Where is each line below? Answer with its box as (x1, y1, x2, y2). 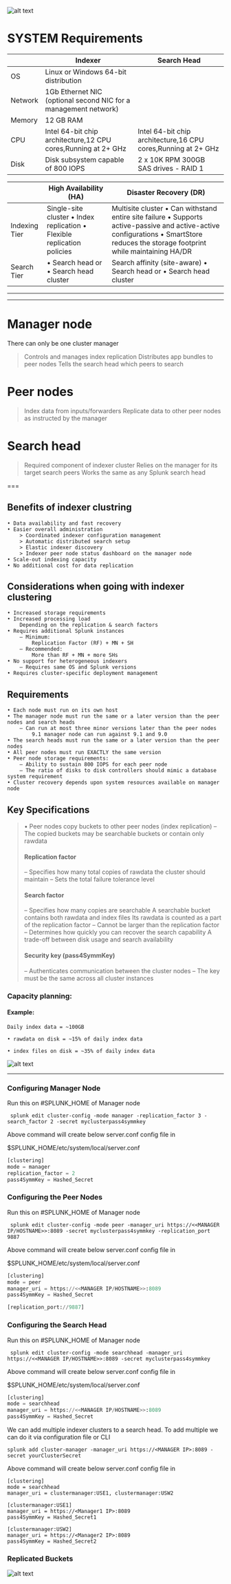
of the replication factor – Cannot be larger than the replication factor (23, 921, 220, 929)
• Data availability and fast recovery (7, 520, 122, 527)
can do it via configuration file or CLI (7, 1433, 111, 1441)
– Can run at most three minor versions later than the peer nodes (19, 725, 217, 732)
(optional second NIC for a (45, 95, 131, 105)
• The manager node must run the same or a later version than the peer (7, 713, 220, 720)
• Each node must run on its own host (7, 707, 118, 714)
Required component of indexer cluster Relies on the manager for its (23, 461, 218, 469)
